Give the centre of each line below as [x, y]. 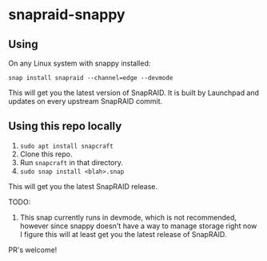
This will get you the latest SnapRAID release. [83, 186]
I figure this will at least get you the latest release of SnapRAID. [123, 234]
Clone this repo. [46, 154]
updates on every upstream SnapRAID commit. [86, 101]
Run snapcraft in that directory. [72, 162]
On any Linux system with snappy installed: [80, 63]
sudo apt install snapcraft [66, 146]
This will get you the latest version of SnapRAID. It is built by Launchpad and [134, 93]
